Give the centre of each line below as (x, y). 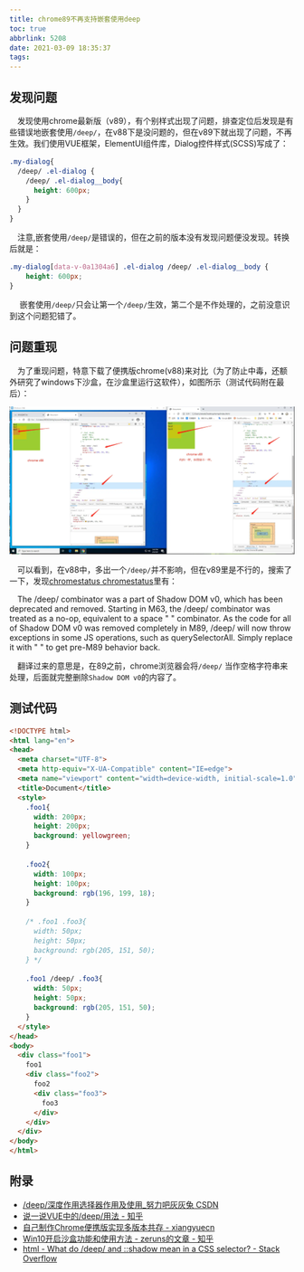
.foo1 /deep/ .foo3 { (64, 979)
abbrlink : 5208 (38, 38)
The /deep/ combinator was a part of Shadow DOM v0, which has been (150, 599)
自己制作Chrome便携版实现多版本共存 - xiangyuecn (119, 1227)
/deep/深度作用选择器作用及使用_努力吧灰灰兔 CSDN (120, 1204)
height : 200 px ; (62, 826)
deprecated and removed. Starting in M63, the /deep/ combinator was (140, 608)
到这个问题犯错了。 (45, 316)
